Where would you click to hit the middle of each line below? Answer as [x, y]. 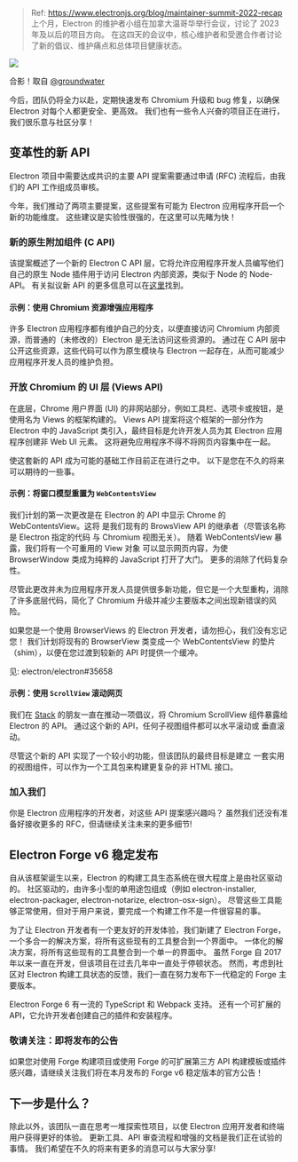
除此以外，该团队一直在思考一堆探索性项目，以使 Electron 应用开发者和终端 [147, 1126]
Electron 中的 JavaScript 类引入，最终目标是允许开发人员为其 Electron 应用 [146, 431]
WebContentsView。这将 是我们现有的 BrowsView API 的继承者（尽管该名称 [148, 526]
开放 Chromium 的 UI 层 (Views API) [86, 387]
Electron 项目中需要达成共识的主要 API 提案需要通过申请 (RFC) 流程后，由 [144, 176]
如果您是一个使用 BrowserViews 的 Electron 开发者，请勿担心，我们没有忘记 [148, 630]
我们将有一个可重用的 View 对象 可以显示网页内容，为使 [126, 548]
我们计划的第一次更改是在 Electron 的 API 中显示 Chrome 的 [118, 515]
